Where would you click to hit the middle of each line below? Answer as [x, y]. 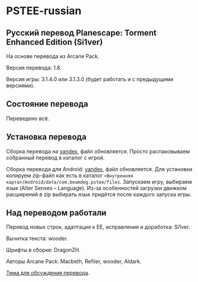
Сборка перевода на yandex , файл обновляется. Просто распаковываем [98, 151]
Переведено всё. [28, 118]
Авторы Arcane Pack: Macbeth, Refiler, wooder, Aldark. [74, 261]
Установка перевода [46, 137]
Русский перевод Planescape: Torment [81, 33]
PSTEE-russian [44, 11]
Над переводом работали [56, 213]
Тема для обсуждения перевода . [48, 273]
